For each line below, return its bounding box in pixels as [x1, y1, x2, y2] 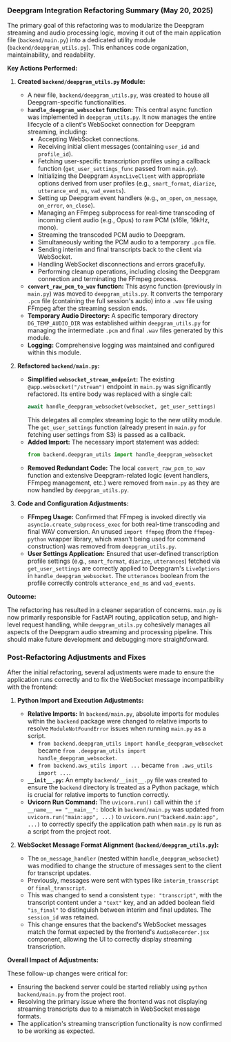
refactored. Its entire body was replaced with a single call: [27, 390, 192, 398]
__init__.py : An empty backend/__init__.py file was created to [27, 776, 208, 784]
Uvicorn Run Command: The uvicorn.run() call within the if [27, 798, 201, 807]
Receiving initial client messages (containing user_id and [37, 143, 200, 151]
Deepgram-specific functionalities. [27, 98, 126, 107]
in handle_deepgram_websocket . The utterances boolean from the [27, 572, 210, 580]
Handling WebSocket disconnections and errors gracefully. [37, 260, 205, 269]
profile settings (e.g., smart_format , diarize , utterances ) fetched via [27, 557, 221, 566]
